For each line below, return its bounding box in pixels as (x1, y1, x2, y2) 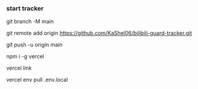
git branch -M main (6, 18, 54, 25)
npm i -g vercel (6, 53, 44, 60)
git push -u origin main (6, 41, 63, 49)
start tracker (6, 4, 44, 13)
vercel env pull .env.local (6, 76, 68, 84)
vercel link (6, 64, 32, 72)
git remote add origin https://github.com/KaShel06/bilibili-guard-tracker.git (6, 29, 192, 37)
